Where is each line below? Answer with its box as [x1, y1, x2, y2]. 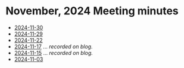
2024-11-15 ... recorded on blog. [14, 49, 93, 56]
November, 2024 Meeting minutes [5, 4, 179, 18]
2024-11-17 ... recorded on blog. [14, 43, 93, 50]
